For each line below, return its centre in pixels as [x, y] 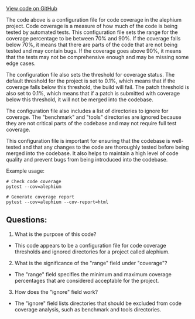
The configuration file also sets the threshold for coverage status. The [90, 75]
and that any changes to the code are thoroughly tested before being [106, 147]
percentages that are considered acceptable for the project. [87, 280]
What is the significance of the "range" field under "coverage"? [91, 263]
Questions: [27, 220]
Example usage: [25, 171]
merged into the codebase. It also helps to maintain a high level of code [92, 153]
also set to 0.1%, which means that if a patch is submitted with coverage [93, 93]
